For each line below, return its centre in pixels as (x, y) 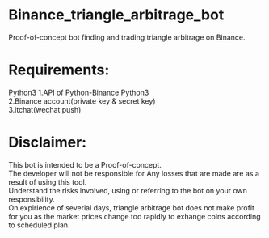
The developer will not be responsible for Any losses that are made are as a (134, 173)
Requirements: (59, 70)
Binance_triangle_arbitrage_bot (116, 15)
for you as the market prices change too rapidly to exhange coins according (134, 216)
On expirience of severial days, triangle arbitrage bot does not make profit (131, 207)
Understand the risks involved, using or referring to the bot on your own (128, 190)
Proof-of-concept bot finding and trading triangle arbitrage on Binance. (127, 37)
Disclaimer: (48, 142)
